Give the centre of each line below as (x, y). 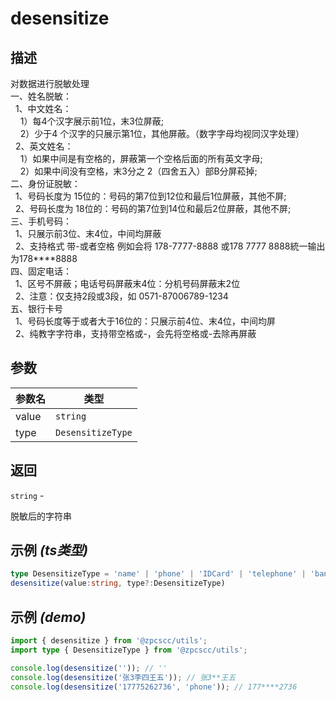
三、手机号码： (41, 221)
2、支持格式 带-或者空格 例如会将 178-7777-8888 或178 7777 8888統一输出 (170, 246)
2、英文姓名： (44, 146)
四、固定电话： (41, 271)
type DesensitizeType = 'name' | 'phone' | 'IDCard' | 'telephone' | (158, 574)
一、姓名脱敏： (41, 96)
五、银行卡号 (36, 308)
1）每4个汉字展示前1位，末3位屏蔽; (92, 121)
